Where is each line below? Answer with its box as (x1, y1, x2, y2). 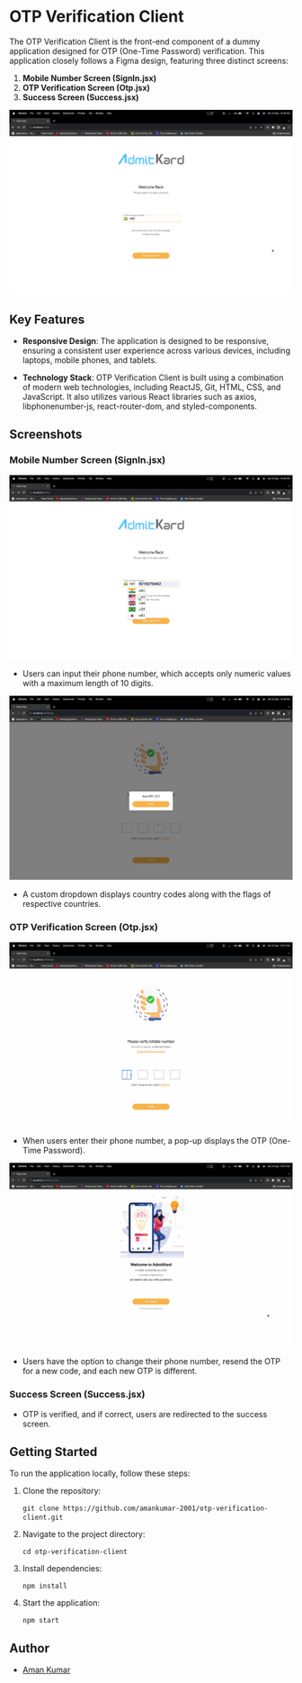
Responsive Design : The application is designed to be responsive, (22, 336, 270, 347)
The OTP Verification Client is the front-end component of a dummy (9, 36, 261, 47)
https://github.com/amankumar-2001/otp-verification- (62, 1504, 269, 1514)
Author (9, 1641, 49, 1656)
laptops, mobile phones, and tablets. (22, 355, 157, 366)
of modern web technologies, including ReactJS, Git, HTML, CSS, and (22, 382, 281, 393)
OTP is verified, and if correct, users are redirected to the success (22, 1408, 268, 1419)
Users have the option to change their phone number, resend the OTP (22, 1356, 281, 1367)
